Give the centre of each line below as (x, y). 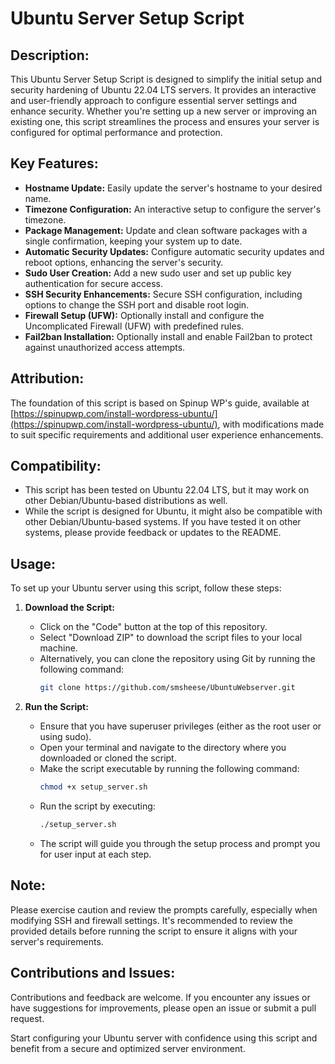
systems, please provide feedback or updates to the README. (153, 533)
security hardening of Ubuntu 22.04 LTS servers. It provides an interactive (163, 90)
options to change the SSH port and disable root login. (137, 304)
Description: (50, 55)
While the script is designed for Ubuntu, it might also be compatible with (173, 511)
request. (27, 1018)
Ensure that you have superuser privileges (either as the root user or (180, 726)
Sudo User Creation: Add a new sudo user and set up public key (158, 273)
